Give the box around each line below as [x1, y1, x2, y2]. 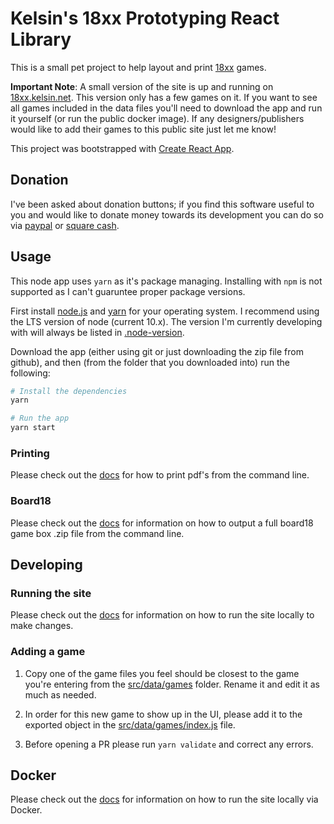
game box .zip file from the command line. [10, 527, 185, 539]
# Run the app [10, 413, 70, 424]
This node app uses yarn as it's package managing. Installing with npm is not [10, 275, 323, 287]
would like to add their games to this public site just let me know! [10, 123, 277, 135]
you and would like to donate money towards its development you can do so [10, 208, 324, 221]
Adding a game [10, 645, 86, 659]
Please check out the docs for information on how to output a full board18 [10, 517, 314, 529]
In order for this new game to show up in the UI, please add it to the [24, 708, 303, 720]
